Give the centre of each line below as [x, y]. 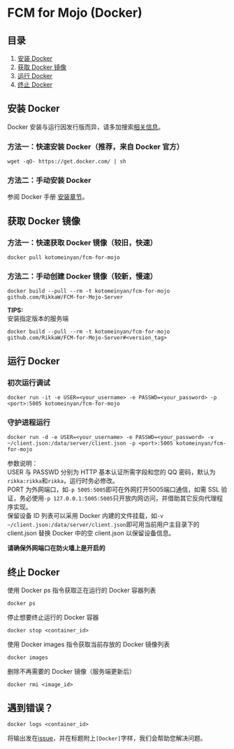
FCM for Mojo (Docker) [75, 13]
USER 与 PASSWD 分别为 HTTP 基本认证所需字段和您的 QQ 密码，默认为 [111, 472]
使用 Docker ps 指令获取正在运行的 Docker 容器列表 [82, 591]
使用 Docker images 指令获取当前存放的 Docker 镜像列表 [88, 644]
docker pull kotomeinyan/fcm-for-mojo [64, 258]
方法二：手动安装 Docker [49, 181]
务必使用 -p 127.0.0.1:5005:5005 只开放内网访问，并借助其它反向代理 [118, 498]
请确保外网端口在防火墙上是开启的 [56, 548]
